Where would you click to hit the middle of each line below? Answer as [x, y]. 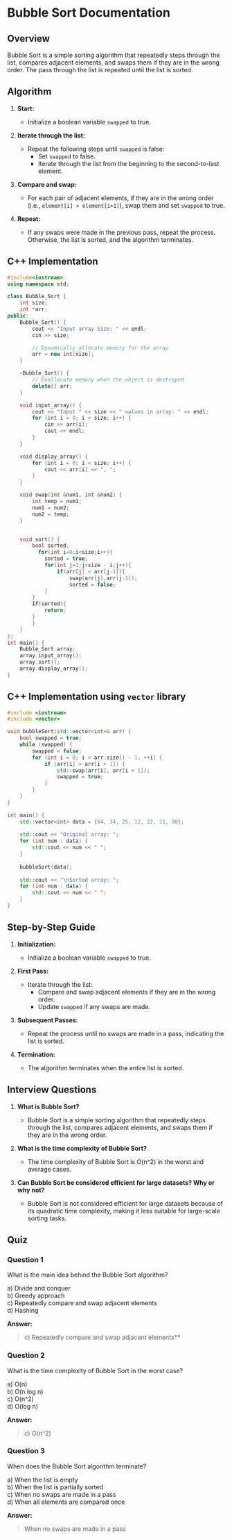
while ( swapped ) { [46, 745]
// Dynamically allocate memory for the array [100, 348]
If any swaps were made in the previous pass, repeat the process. [122, 232]
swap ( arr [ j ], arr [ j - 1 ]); [103, 578]
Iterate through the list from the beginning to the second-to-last [128, 163]
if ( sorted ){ [50, 604]
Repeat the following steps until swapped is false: [96, 149]
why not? [31, 1190]
